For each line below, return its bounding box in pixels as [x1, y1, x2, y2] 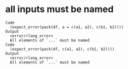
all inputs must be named [5, 4, 114, 15]
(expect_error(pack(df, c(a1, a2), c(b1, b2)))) [10, 46, 115, 51]
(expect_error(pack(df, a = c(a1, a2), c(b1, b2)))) [10, 24, 124, 30]
